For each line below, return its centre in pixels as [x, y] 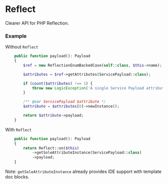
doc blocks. [17, 177]
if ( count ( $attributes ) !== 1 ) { [58, 83]
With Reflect [18, 129]
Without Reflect [22, 47]
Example [16, 36]
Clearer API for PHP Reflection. [37, 23]
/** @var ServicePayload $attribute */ [65, 102]
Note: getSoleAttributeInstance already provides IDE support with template [83, 171]
